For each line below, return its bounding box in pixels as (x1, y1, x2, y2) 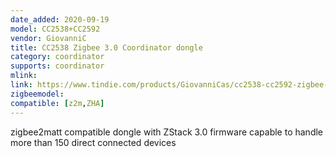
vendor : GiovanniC (10, 33, 87, 43)
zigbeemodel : (10, 89, 65, 99)
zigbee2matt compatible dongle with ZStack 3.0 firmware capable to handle (10, 126, 324, 138)
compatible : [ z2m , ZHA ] (10, 98, 105, 108)
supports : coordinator (10, 61, 105, 71)
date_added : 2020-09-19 (10, 14, 110, 25)
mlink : (10, 71, 38, 81)
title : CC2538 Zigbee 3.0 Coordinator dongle (10, 42, 203, 53)
